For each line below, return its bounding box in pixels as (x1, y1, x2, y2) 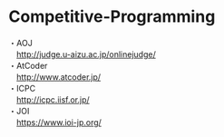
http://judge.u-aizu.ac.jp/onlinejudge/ (16, 48, 156, 60)
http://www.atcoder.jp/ (16, 71, 102, 83)
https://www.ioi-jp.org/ (16, 116, 102, 128)
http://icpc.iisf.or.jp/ (16, 93, 90, 105)
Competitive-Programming (8, 6, 216, 27)
